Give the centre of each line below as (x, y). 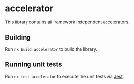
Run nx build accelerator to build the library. (51, 49)
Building (18, 37)
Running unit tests (34, 65)
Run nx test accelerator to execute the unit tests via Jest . (65, 76)
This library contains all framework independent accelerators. (67, 22)
